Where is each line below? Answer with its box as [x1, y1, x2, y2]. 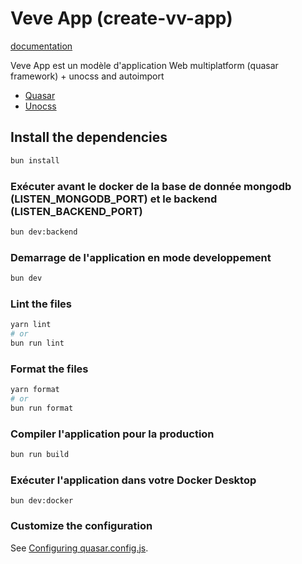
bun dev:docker [10, 496, 74, 506]
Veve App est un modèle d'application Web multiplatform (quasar [10, 59, 279, 71]
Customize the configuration [10, 519, 153, 533]
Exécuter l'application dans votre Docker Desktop [10, 473, 257, 487]
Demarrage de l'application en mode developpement [10, 250, 272, 264]
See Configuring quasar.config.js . [10, 542, 149, 554]
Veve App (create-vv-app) [10, 7, 233, 30]
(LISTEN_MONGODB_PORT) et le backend [10, 192, 218, 206]
